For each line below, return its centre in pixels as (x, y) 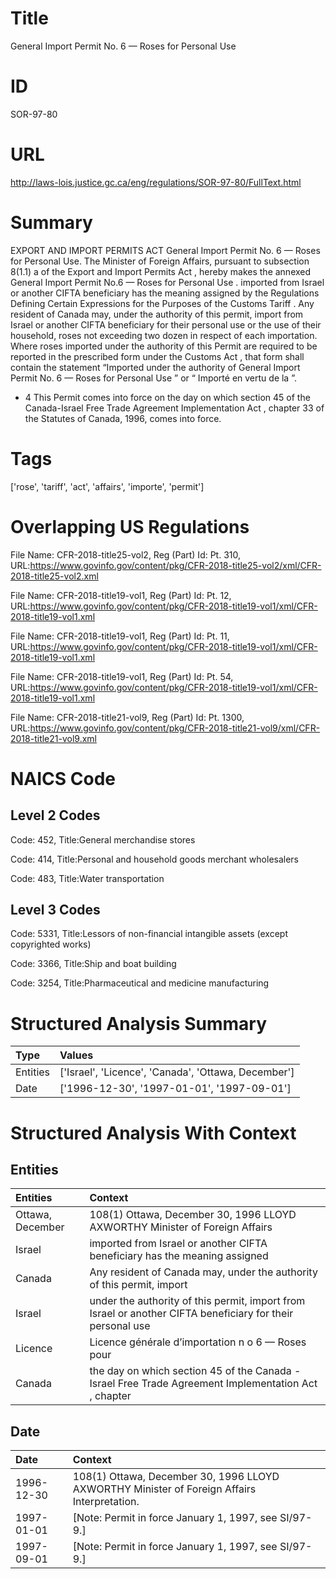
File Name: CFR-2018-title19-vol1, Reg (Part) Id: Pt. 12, (121, 595)
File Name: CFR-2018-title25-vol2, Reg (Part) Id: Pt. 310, (126, 554)
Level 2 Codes (55, 815)
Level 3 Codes (55, 910)
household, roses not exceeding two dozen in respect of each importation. (164, 335)
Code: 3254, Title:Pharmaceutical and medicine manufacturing (140, 983)
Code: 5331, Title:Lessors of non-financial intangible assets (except (149, 934)
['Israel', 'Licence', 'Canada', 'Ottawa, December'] (177, 1072)
